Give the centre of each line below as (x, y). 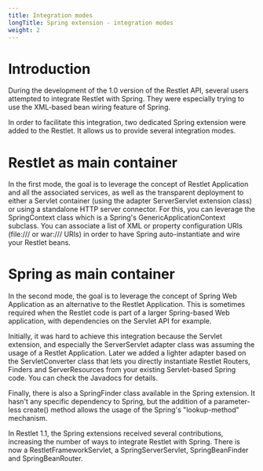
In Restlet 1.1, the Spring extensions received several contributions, (116, 433)
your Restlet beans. (39, 243)
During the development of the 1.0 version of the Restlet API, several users (128, 90)
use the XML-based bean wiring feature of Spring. (89, 108)
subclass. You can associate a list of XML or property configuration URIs (126, 226)
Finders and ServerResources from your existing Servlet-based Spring (122, 370)
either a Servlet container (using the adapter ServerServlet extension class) (130, 201)
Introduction (49, 69)
